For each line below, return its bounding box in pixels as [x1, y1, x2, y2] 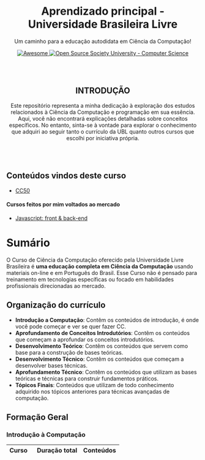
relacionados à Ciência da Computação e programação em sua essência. [10, 108, 195, 116]
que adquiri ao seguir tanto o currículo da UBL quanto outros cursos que [11, 127, 195, 135]
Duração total [36, 446, 78, 454]
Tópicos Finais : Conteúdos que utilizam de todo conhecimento [15, 381, 174, 388]
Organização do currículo [6, 300, 106, 311]
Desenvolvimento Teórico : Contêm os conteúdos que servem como [15, 342, 188, 350]
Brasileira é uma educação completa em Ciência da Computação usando [6, 262, 193, 270]
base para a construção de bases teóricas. [15, 349, 124, 356]
